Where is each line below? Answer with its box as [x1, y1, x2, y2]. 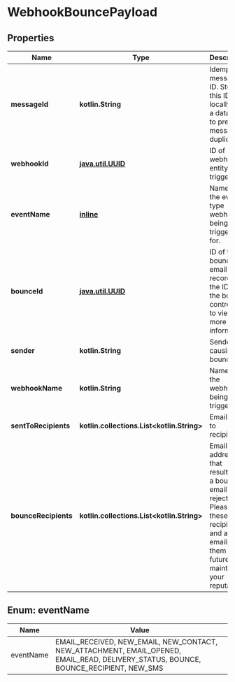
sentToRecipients [10, 421, 71, 430]
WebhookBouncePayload [7, 4, 158, 20]
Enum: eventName [7, 604, 90, 616]
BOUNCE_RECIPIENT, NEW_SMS [55, 663, 164, 673]
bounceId [10, 286, 43, 296]
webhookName [10, 384, 63, 393]
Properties [7, 32, 55, 44]
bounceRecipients [10, 511, 73, 521]
